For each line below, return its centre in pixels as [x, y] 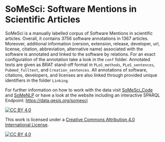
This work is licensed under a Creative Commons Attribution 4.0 [70, 119]
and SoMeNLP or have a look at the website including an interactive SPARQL [83, 95]
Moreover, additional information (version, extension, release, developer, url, [82, 43]
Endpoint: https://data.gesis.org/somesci [46, 100]
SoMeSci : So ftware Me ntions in [71, 9]
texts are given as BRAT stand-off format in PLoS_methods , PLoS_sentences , [80, 65]
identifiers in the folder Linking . [37, 80]
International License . [27, 125]
